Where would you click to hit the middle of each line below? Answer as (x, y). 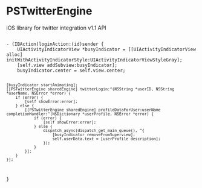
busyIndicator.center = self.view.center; (71, 70)
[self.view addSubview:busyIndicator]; (67, 65)
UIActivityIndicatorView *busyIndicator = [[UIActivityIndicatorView (107, 49)
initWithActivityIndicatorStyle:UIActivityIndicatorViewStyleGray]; (94, 60)
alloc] (15, 55)
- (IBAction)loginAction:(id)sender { (55, 44)
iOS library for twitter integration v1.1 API (57, 28)
